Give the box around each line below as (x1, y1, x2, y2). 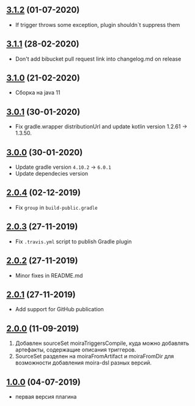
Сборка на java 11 (15, 89, 61, 97)
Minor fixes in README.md (15, 271, 83, 279)
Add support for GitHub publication (15, 306, 104, 313)
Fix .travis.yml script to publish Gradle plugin (15, 238, 132, 245)
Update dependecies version (15, 170, 89, 177)
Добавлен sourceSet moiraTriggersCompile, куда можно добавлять (15, 339, 189, 347)
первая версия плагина (15, 393, 77, 400)
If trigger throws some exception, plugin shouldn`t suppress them (15, 21, 180, 28)
